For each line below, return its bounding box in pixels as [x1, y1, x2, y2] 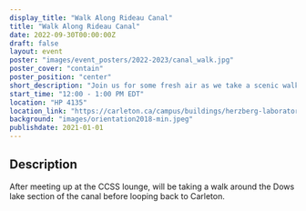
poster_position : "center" [9, 73, 112, 82]
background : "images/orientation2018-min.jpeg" [9, 115, 194, 124]
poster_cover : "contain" [9, 65, 104, 74]
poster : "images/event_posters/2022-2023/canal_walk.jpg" [9, 55, 234, 65]
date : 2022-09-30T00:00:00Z [9, 30, 117, 39]
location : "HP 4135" [9, 97, 88, 107]
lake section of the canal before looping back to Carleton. [9, 190, 225, 201]
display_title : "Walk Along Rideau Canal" [9, 13, 173, 23]
